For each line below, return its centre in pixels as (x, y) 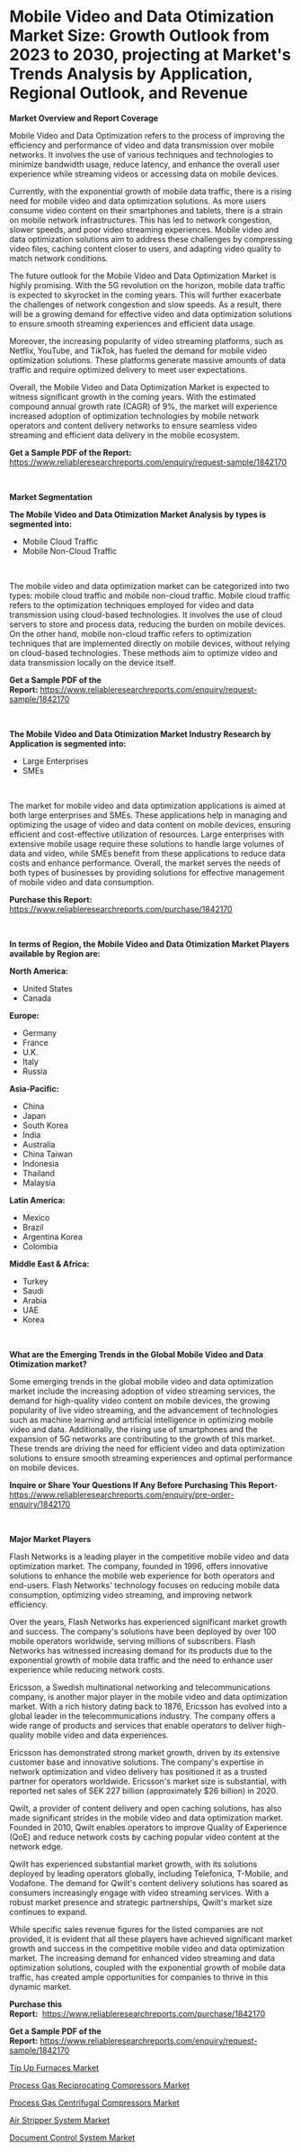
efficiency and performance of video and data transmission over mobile (142, 145)
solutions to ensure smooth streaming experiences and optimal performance (151, 1457)
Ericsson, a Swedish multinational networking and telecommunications (140, 1687)
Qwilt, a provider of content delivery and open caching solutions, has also (146, 1808)
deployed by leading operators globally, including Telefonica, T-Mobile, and (149, 1873)
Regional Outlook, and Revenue (129, 93)
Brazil (33, 1227)
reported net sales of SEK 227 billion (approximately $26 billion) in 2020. (144, 1791)
